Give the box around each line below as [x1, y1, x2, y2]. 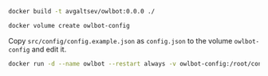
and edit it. [31, 44, 67, 54]
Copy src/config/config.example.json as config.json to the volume [8, 36, 233, 45]
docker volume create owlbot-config [8, 21, 130, 29]
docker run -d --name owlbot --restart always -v [8, 59, 177, 67]
